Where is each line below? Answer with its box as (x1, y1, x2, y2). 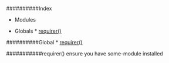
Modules (14, 16, 36, 23)
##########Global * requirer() (6, 39, 83, 45)
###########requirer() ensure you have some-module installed (6, 50, 163, 57)
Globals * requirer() (14, 27, 62, 34)
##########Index (6, 5, 52, 12)
